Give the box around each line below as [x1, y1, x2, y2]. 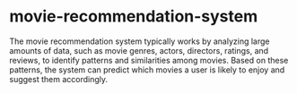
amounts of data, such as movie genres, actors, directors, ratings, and [9, 45, 269, 55]
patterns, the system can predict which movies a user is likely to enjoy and [9, 64, 285, 75]
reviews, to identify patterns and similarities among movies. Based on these [9, 55, 289, 65]
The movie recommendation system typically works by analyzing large [9, 36, 270, 46]
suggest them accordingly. [9, 73, 108, 84]
